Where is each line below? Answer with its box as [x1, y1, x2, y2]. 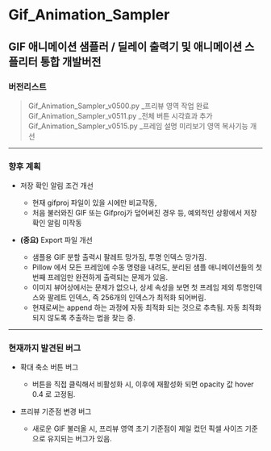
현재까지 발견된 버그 [8, 343, 81, 354]
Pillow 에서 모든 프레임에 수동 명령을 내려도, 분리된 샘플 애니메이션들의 [31, 262, 254, 272]
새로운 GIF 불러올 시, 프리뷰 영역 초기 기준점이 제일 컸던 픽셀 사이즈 [31, 424, 244, 433]
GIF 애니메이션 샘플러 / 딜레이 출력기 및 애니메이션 [8, 40, 243, 53]
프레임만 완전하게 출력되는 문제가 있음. [47, 273, 169, 282]
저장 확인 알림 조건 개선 [19, 181, 94, 190]
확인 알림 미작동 [31, 218, 82, 228]
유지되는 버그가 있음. [47, 434, 113, 444]
